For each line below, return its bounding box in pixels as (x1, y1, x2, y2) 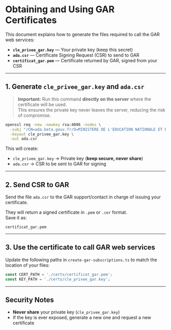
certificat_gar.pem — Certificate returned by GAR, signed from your (12, 57, 158, 63)
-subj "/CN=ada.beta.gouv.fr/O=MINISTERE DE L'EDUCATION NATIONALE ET (10, 126, 163, 132)
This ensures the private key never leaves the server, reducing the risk (17, 107, 165, 113)
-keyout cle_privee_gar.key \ (10, 132, 74, 137)
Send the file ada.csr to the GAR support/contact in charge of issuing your (5, 194, 161, 200)
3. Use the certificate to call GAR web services (5, 243, 155, 252)
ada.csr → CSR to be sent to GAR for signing (12, 161, 106, 167)
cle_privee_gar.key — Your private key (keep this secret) (12, 46, 133, 53)
